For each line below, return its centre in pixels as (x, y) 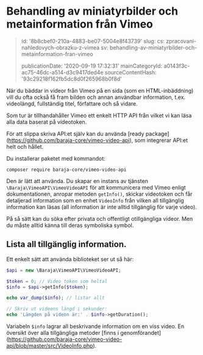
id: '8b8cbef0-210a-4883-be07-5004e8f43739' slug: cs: (93, 41)
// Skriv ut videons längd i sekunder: (57, 309)
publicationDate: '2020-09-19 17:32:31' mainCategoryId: (92, 66)
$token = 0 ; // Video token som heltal (57, 281)
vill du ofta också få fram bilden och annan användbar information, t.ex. (96, 97)
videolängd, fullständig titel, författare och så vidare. (72, 103)
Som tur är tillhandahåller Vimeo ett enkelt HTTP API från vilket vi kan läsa (99, 115)
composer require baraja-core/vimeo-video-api (66, 170)
